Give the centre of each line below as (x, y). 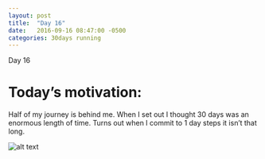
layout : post (30, 16)
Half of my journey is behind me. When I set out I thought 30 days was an (129, 114)
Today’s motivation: (75, 93)
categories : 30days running (55, 38)
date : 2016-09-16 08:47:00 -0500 (67, 30)
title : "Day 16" (37, 23)
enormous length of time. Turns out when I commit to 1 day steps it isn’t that (132, 123)
